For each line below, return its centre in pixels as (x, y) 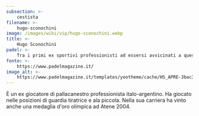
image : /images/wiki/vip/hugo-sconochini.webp (65, 34)
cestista (28, 17)
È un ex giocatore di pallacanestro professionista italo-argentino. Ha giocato (99, 94)
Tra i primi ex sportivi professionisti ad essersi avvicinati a (99, 55)
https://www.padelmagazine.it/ (55, 66)
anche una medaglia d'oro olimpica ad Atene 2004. (69, 107)
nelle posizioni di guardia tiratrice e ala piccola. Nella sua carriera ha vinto (96, 100)
